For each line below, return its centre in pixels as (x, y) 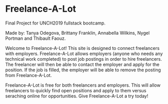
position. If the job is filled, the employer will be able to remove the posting (83, 70)
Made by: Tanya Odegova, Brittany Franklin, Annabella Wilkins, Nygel (77, 33)
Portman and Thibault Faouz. (36, 38)
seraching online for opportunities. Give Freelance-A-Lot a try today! (77, 96)
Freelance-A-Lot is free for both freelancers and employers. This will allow (83, 85)
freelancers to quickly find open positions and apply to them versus (76, 90)
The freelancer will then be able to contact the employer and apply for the (82, 64)
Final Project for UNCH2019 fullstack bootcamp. (55, 23)
